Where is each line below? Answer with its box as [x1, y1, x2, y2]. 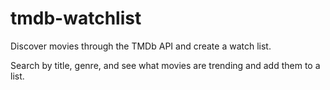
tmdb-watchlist [10, 7, 142, 30]
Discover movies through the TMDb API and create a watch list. [10, 40, 272, 52]
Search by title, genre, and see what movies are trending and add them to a [10, 59, 321, 71]
